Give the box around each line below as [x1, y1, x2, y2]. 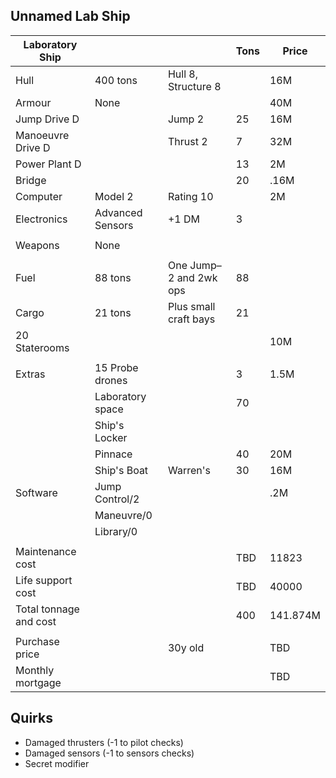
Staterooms [15, 340, 70, 354]
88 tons [94, 270, 132, 284]
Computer [15, 189, 63, 203]
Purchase [15, 634, 60, 648]
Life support [15, 573, 73, 587]
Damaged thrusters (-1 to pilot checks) [24, 736, 184, 748]
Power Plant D [15, 157, 82, 171]
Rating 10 [167, 189, 214, 203]
